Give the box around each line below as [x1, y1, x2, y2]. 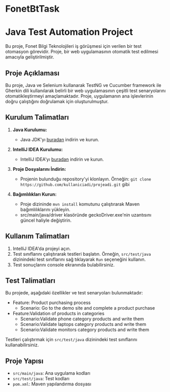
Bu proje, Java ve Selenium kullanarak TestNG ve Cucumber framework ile [5, 82, 161, 88]
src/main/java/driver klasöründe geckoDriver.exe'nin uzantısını [20, 212, 152, 218]
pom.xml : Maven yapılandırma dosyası [12, 381, 92, 387]
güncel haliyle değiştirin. [20, 217, 72, 223]
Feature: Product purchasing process [12, 299, 91, 306]
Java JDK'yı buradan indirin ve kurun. [20, 136, 99, 142]
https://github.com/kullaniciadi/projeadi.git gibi [20, 181, 130, 187]
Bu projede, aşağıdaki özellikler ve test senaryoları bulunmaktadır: [5, 290, 144, 296]
